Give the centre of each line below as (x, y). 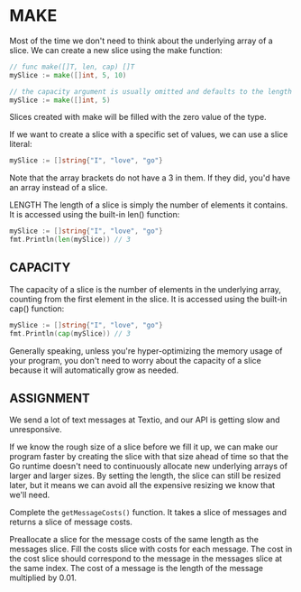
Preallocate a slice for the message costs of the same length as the (134, 540)
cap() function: (37, 309)
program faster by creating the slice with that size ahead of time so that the (149, 457)
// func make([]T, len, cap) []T (72, 67)
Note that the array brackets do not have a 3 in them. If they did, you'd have (150, 178)
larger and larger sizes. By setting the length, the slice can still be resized (145, 476)
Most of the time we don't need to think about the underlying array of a (141, 41)
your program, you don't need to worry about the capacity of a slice (135, 360)
